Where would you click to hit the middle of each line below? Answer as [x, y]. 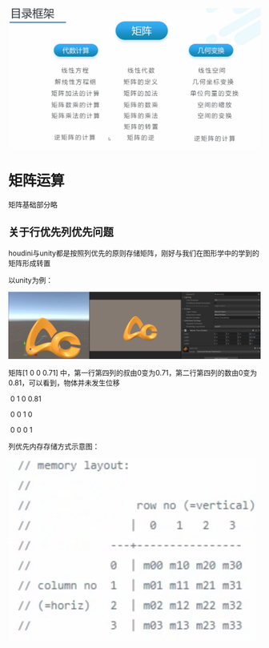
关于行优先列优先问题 [61, 232]
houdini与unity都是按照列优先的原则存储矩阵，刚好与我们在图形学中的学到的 [134, 253]
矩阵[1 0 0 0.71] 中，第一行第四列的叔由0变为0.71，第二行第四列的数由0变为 [133, 373]
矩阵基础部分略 [33, 204]
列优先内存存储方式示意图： [54, 447]
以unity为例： [31, 280]
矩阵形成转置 [29, 263]
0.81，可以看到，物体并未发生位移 [64, 383]
